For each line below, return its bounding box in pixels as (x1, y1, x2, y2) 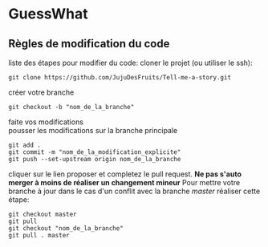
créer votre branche (8, 87, 75, 97)
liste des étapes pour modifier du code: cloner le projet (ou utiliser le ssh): (8, 58, 253, 67)
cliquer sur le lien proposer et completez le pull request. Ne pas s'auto (8, 169, 242, 179)
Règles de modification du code (8, 37, 170, 51)
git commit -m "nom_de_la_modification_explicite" (8, 148, 181, 156)
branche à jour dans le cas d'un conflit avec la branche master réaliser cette (8, 186, 261, 196)
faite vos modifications (8, 117, 84, 127)
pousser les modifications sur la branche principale (8, 126, 178, 135)
